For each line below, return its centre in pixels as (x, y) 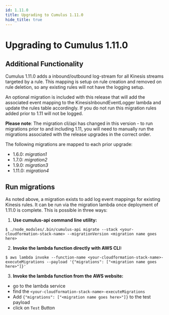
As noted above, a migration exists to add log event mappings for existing (83, 199)
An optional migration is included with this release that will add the (75, 97)
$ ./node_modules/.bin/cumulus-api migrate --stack (61, 230)
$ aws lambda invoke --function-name (46, 257)
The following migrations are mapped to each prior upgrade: (69, 144)
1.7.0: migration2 (30, 160)
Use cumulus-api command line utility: (55, 220)
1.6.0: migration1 (30, 154)
